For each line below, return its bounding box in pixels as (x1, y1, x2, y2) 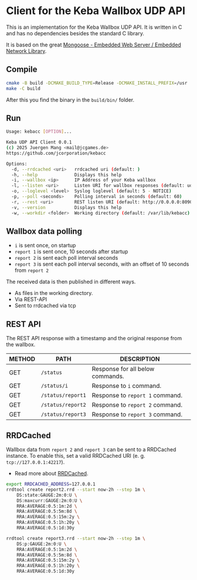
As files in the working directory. (14, 290, 93, 297)
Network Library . (6, 47, 47, 54)
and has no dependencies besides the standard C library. (6, 29, 145, 36)
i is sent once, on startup (14, 242, 76, 249)
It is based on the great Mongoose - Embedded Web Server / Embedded (6, 41, 182, 48)
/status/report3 (40, 411, 86, 418)
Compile (6, 65, 38, 75)
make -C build (6, 85, 41, 92)
